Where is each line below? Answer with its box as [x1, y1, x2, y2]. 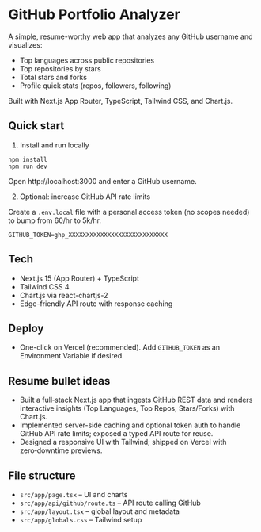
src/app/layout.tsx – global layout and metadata [19, 507, 180, 516]
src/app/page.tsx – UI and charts [19, 490, 128, 499]
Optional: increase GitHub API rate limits [19, 192, 151, 201]
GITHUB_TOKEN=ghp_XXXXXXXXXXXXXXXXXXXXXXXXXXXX [8, 231, 168, 239]
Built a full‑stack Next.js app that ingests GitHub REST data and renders [19, 395, 253, 405]
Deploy [8, 321, 44, 335]
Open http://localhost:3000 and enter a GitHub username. [8, 176, 197, 186]
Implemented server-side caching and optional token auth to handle [19, 420, 241, 430]
